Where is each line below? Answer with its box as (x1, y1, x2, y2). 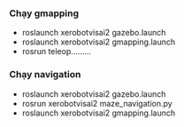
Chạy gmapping (9, 7, 80, 20)
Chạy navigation (9, 68, 81, 81)
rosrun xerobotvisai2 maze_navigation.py (21, 98, 172, 108)
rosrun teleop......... (21, 46, 91, 57)
